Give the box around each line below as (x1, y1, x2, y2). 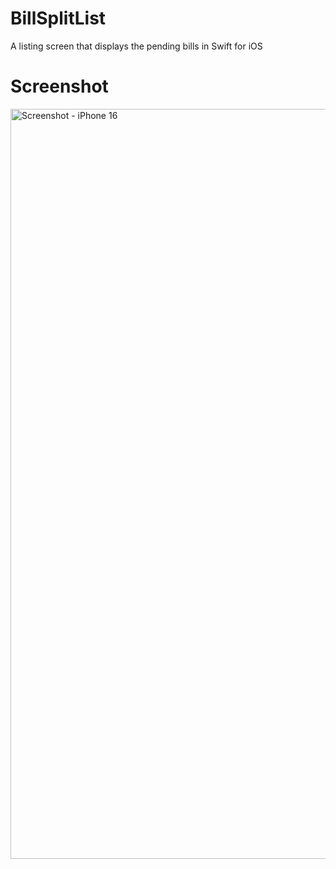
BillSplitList (10, 7, 107, 30)
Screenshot (10, 75, 109, 98)
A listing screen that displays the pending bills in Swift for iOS (10, 40, 263, 52)
